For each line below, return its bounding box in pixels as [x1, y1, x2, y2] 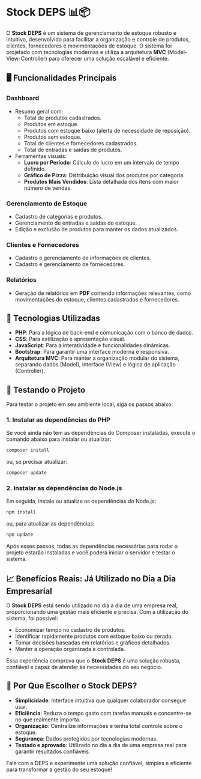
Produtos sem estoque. [23, 133, 82, 141]
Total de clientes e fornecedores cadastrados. [23, 139, 138, 147]
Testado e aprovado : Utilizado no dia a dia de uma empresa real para [14, 741, 187, 748]
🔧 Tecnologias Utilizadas [6, 313, 100, 323]
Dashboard [6, 94, 40, 103]
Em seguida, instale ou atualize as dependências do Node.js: [6, 497, 157, 505]
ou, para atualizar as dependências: [6, 520, 95, 527]
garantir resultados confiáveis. [14, 748, 91, 755]
